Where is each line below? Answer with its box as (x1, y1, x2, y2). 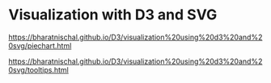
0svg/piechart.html (8, 40, 72, 50)
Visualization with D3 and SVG (8, 6, 218, 24)
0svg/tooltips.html (8, 64, 69, 74)
